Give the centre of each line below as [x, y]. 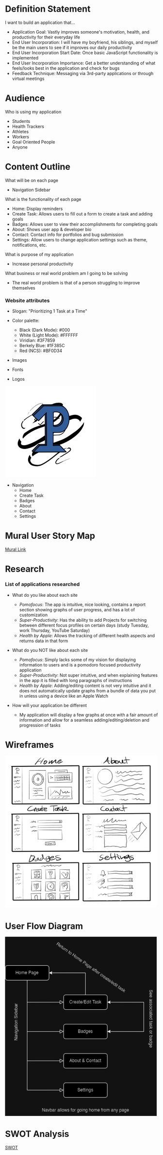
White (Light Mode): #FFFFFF [49, 335]
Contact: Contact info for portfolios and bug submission [68, 235]
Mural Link [16, 549]
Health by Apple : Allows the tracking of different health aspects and [87, 635]
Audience [25, 98]
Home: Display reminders [37, 209]
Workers [20, 137]
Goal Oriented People [33, 142]
